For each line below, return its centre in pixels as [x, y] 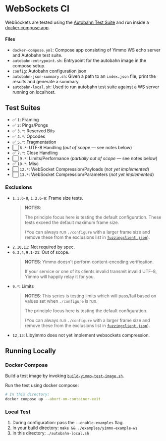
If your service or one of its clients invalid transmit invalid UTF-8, [91, 272]
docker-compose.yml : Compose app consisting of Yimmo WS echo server [86, 50]
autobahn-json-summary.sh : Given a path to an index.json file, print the [84, 76]
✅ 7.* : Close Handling [35, 153]
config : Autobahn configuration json [49, 71]
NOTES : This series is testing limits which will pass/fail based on [90, 296]
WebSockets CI [37, 9]
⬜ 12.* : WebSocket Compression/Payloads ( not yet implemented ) [81, 169]
